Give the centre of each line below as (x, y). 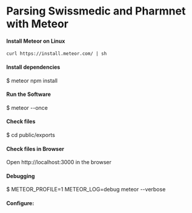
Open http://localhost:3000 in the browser (59, 162)
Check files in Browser (35, 148)
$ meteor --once (27, 107)
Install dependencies (33, 67)
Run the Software (29, 94)
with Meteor (37, 24)
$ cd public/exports (31, 135)
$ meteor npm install (32, 80)
